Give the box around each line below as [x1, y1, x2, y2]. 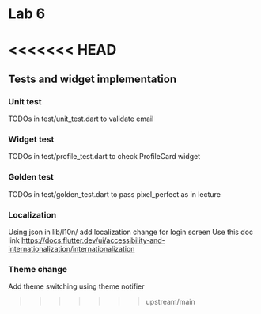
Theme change [8, 263, 67, 274]
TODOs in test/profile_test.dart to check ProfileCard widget [8, 152, 200, 161]
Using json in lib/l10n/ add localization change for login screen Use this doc [8, 227, 254, 236]
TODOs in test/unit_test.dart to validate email [8, 114, 154, 123]
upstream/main [146, 297, 195, 307]
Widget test [8, 134, 55, 145]
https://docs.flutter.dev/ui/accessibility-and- [21, 235, 166, 245]
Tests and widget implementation [8, 72, 176, 85]
